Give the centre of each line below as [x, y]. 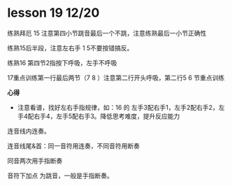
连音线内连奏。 [29, 131]
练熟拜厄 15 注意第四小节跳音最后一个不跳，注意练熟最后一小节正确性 [107, 33]
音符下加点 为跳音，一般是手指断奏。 [60, 176]
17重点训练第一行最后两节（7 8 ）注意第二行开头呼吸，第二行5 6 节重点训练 [116, 78]
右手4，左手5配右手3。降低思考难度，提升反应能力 [107, 116]
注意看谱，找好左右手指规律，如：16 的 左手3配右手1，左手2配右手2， [118, 107]
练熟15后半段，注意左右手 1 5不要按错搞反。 [70, 48]
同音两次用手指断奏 [35, 160]
